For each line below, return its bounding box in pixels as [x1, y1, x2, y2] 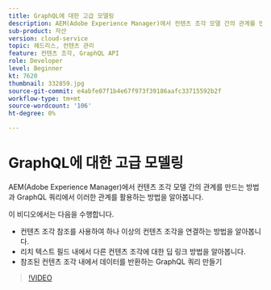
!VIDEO [27, 272, 52, 283]
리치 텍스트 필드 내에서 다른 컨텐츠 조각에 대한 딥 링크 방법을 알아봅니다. [19, 246, 246, 256]
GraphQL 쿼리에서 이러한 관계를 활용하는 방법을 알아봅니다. [16, 191, 204, 202]
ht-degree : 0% [8, 110, 56, 118]
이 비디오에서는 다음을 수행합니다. [8, 209, 115, 219]
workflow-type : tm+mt [8, 95, 81, 103]
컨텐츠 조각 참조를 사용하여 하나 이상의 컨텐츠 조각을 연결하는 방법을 [19, 226, 234, 236]
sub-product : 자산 [8, 27, 67, 35]
